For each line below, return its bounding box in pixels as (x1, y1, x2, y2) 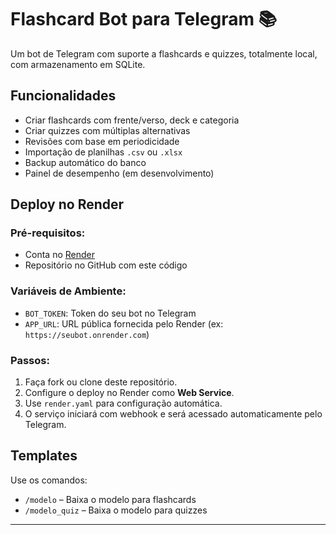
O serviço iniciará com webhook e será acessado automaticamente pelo (24, 408, 323, 420)
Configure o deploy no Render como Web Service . (24, 387, 235, 399)
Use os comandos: (10, 474, 88, 486)
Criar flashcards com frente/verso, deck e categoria (24, 114, 240, 126)
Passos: (10, 353, 50, 367)
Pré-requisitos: (10, 226, 86, 240)
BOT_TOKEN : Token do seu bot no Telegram (24, 307, 197, 319)
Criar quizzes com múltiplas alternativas (24, 124, 191, 136)
